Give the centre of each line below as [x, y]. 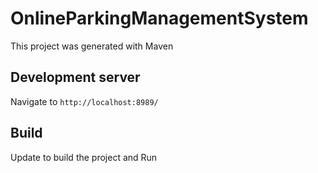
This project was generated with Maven [92, 46]
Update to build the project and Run [84, 157]
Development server [75, 77]
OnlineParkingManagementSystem [159, 18]
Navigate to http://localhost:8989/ [84, 101]
